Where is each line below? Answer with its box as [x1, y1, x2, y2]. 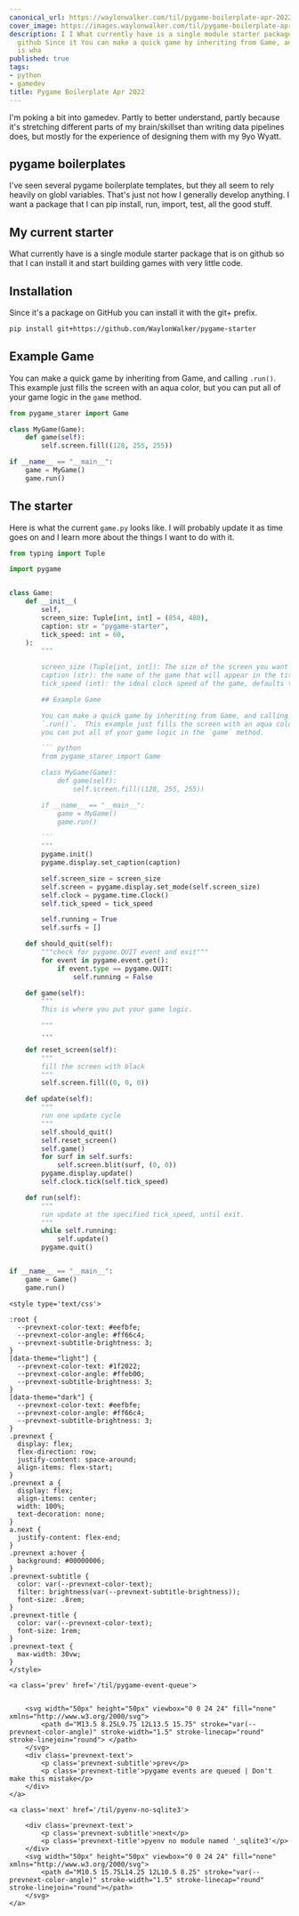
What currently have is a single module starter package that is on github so [9, 248, 285, 259]
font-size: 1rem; [17, 1626, 82, 1635]
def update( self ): [25, 1095, 93, 1104]
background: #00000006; [17, 1556, 105, 1566]
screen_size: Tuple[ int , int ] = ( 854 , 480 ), [41, 613, 209, 623]
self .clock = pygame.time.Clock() [41, 890, 169, 899]
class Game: [9, 589, 53, 598]
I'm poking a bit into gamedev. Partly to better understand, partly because [9, 112, 280, 123]
